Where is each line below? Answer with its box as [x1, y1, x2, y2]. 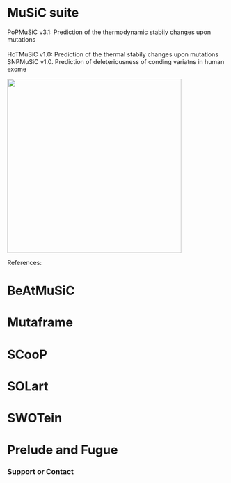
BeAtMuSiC [7, 283, 75, 299]
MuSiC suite [7, 5, 79, 21]
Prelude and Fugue [7, 442, 118, 458]
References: [7, 258, 42, 267]
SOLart [7, 378, 49, 394]
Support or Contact [7, 466, 74, 476]
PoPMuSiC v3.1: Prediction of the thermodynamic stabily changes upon [7, 28, 212, 36]
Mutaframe [7, 315, 73, 331]
